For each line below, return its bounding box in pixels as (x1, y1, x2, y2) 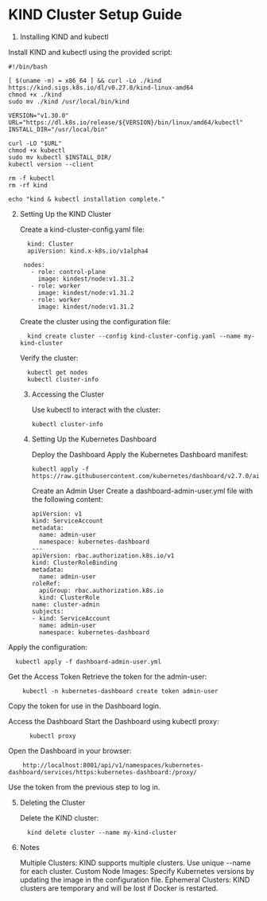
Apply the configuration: (8, 642, 87, 652)
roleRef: (31, 579, 61, 587)
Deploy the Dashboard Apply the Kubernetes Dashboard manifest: (31, 449, 249, 459)
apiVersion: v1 (31, 510, 82, 518)
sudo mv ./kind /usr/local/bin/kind (8, 97, 130, 105)
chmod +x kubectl (8, 146, 66, 155)
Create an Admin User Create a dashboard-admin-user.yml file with (31, 486, 253, 496)
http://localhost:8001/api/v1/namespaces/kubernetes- (22, 761, 204, 770)
